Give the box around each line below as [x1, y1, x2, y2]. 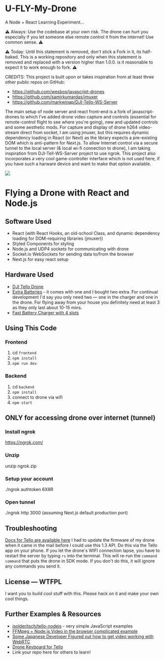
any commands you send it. [5, 563, 61, 569]
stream [5, 129, 20, 135]
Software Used [5, 217, 52, 226]
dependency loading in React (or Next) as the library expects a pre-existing [5, 135, 158, 141]
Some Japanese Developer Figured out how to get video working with [12, 633, 154, 639]
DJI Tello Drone [12, 284, 44, 289]
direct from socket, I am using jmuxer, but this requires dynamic [20, 129, 149, 135]
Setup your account [5, 475, 54, 482]
